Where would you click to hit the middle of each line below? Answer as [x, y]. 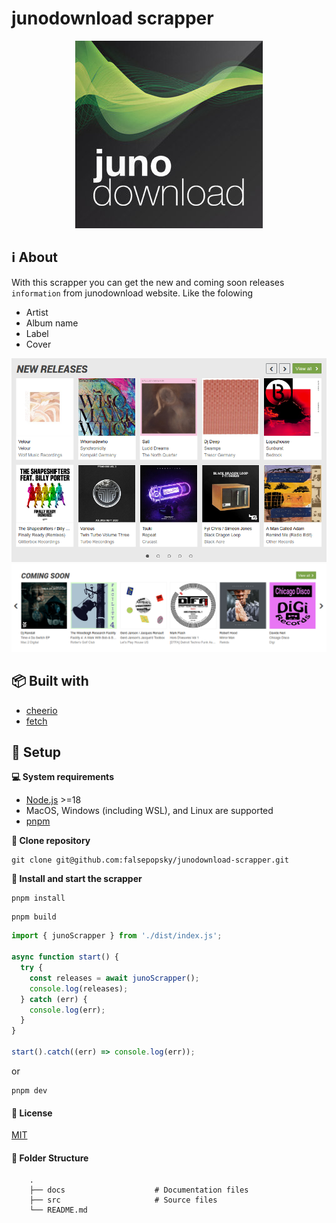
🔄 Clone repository [51, 841]
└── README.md [58, 1210]
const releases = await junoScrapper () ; [114, 978]
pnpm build [34, 917]
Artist [37, 312]
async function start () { [65, 957]
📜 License [32, 1113]
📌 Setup [36, 752]
